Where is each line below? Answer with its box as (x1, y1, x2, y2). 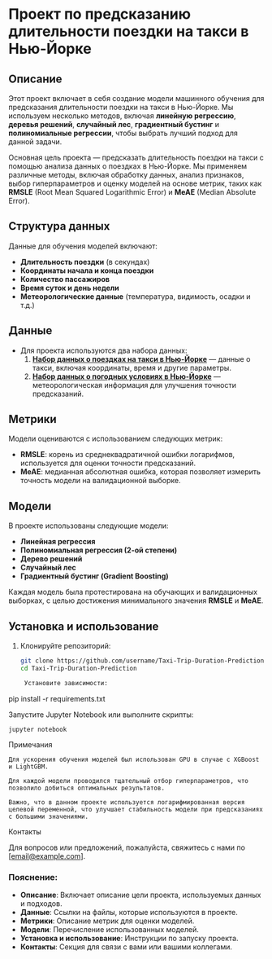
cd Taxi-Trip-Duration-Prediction (19, 664, 137, 672)
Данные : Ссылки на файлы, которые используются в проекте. (19, 907, 238, 917)
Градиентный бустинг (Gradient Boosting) (19, 571, 169, 581)
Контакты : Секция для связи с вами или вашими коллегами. (19, 942, 233, 952)
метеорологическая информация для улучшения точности (32, 380, 237, 389)
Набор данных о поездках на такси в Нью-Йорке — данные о (32, 354, 251, 363)
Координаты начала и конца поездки (19, 266, 154, 275)
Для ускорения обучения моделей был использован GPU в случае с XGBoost (8, 755, 260, 763)
